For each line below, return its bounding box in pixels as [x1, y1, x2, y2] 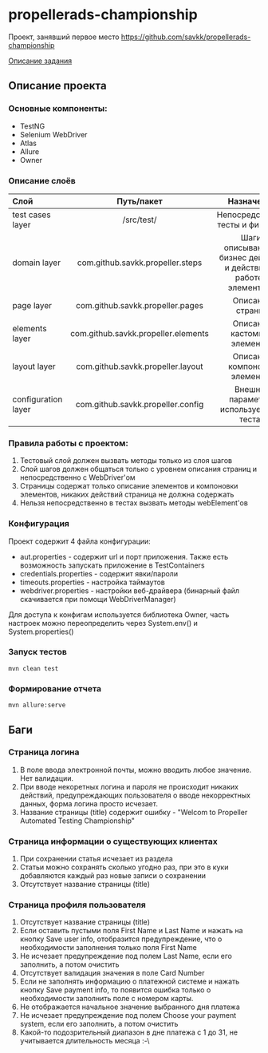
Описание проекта [8, 79, 107, 93]
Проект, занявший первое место [8, 32, 120, 42]
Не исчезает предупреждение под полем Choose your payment [19, 1011, 237, 1020]
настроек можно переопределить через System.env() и [8, 618, 198, 627]
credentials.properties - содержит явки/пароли [19, 568, 178, 578]
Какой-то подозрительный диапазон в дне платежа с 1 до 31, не [19, 1027, 238, 1037]
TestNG [19, 121, 45, 131]
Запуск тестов [8, 647, 68, 658]
